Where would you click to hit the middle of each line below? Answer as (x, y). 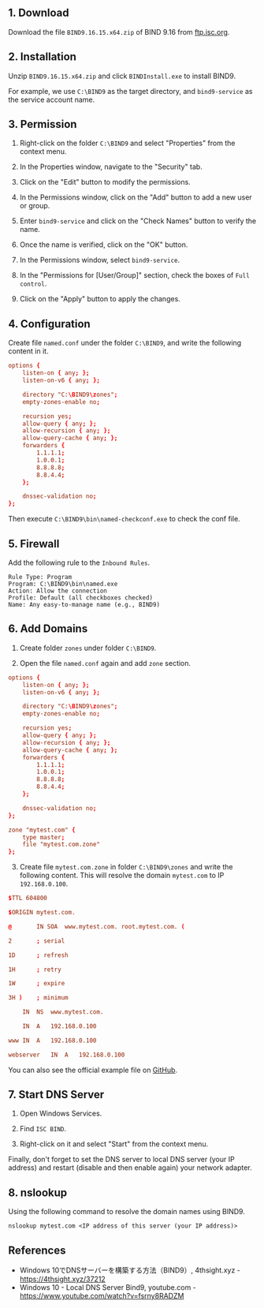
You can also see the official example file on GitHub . (93, 1070)
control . (33, 284)
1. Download (39, 13)
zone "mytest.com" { (42, 830)
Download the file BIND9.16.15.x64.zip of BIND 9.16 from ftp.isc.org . (119, 32)
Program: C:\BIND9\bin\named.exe (63, 584)
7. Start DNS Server (56, 1095)
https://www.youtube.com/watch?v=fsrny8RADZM (102, 1296)
